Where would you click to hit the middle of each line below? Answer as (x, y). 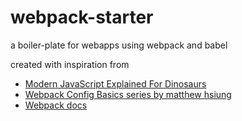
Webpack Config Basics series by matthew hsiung (128, 94)
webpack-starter (82, 17)
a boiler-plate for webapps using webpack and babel (119, 45)
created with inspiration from (70, 64)
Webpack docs (56, 105)
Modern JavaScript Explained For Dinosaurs (115, 83)
